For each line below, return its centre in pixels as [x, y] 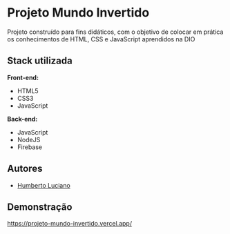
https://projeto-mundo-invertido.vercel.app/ [70, 224]
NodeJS [29, 139]
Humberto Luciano [44, 185]
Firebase [30, 147]
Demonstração [40, 207]
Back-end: [22, 119]
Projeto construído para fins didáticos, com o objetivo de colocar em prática [115, 32]
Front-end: [23, 77]
